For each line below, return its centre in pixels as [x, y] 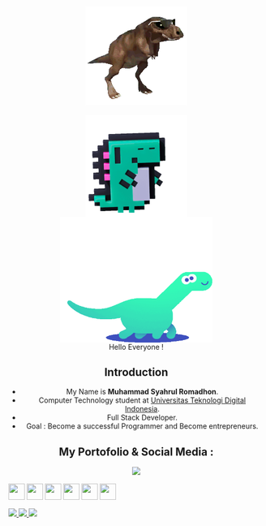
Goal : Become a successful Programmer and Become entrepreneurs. [142, 426]
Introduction [136, 372]
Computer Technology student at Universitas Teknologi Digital [142, 400]
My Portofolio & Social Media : [136, 452]
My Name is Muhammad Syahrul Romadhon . [142, 392]
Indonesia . [142, 409]
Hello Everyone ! [136, 347]
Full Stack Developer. [142, 418]
